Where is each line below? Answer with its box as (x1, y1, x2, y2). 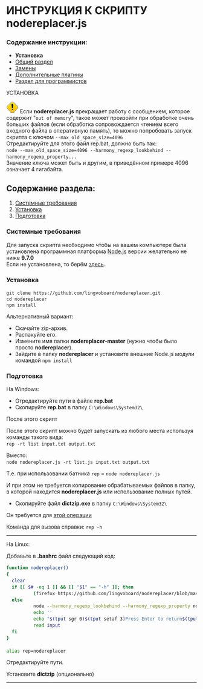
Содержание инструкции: (6, 38, 88, 47)
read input (33, 622, 61, 628)
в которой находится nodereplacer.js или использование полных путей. (6, 488, 192, 495)
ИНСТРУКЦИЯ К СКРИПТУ (6, 4, 148, 18)
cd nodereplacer (6, 296, 47, 302)
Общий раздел (14, 58, 53, 65)
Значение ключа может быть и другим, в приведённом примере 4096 (6, 159, 188, 166)
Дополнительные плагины (14, 71, 83, 79)
